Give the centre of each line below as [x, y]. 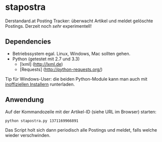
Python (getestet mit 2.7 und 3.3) [46, 59]
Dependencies [28, 42]
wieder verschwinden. [28, 135]
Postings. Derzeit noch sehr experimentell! [48, 26]
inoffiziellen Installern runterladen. [40, 84]
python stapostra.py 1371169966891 [42, 121]
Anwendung [25, 100]
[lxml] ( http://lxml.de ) [41, 64]
